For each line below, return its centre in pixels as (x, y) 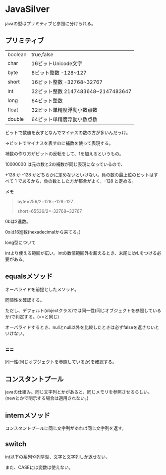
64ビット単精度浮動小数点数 (64, 119)
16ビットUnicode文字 (57, 63)
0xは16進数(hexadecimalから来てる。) (43, 232)
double (16, 119)
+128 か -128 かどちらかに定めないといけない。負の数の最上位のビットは (80, 174)
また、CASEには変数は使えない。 (39, 467)
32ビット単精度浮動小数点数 (64, 110)
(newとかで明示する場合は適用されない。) (47, 398)
